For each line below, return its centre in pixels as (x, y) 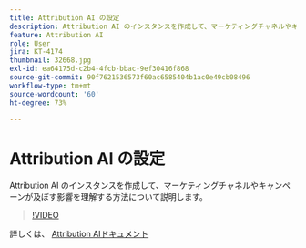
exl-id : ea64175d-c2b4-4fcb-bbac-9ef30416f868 (99, 69)
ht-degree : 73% (38, 103)
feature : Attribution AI (56, 35)
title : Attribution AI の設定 (65, 18)
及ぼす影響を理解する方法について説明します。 (120, 197)
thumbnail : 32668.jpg (51, 60)
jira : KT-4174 (36, 52)
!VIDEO (45, 215)
